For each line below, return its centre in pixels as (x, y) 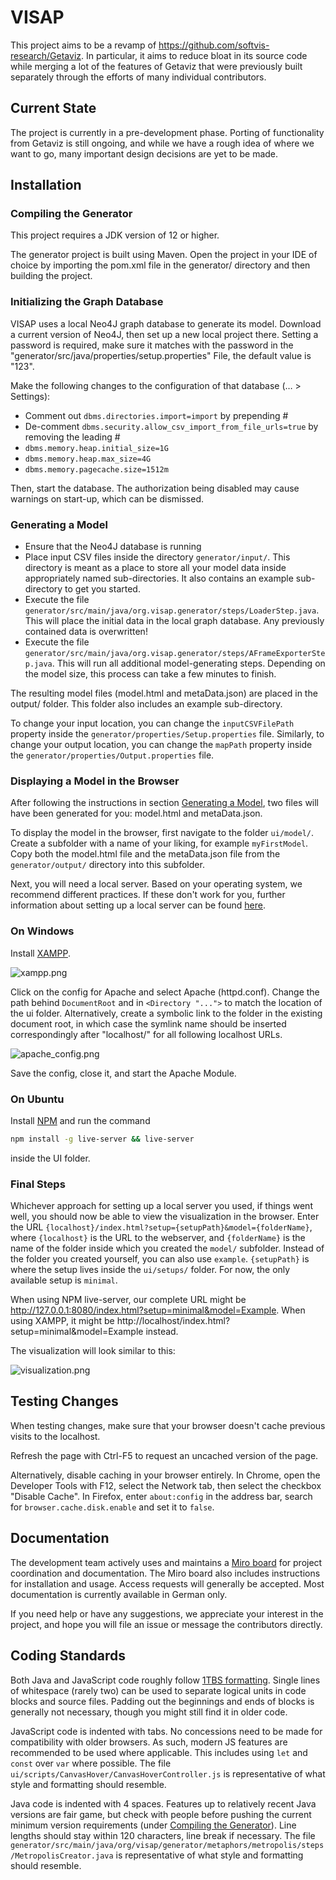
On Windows (42, 931)
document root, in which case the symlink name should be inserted (148, 1023)
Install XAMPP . (40, 953)
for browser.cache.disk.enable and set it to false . (112, 1507)
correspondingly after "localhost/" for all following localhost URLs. (146, 1034)
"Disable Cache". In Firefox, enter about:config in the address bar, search (161, 1496)
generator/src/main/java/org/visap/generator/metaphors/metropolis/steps (167, 1845)
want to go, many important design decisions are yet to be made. (144, 153)
